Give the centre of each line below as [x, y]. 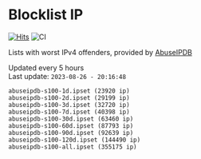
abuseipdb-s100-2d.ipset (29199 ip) [69, 97]
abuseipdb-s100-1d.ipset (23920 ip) [69, 91]
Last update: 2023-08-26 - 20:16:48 [67, 76]
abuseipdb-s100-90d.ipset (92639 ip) [71, 133]
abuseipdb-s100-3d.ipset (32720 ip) [69, 105]
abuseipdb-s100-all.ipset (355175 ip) [73, 147]
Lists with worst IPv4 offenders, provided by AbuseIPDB [100, 52]
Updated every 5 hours [46, 68]
